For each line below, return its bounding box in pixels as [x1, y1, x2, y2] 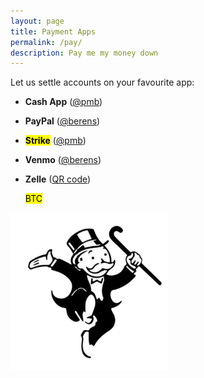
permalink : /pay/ [10, 37, 83, 47]
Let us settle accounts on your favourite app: [10, 76, 195, 89]
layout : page [10, 16, 65, 26]
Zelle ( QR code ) [24, 173, 92, 185]
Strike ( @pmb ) [24, 135, 87, 147]
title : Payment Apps [10, 26, 97, 37]
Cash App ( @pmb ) [24, 96, 103, 108]
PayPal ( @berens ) [24, 115, 101, 127]
